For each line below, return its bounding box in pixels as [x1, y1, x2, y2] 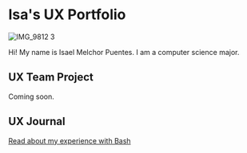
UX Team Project [8, 70, 94, 84]
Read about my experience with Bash [8, 135, 131, 145]
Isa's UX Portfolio [8, 6, 126, 24]
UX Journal [8, 115, 66, 128]
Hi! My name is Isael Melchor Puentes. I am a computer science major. [8, 47, 240, 57]
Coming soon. [8, 92, 54, 101]
